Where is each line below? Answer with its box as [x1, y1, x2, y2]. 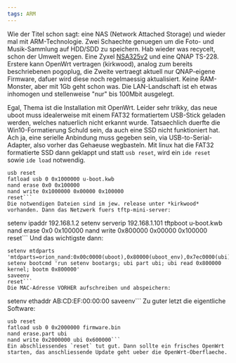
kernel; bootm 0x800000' [7, 266, 80, 273]
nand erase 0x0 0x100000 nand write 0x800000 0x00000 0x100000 [7, 226, 208, 235]
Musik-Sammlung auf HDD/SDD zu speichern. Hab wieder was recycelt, [7, 44, 216, 53]
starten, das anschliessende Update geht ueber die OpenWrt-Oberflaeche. [7, 348, 228, 356]
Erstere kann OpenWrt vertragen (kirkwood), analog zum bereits [7, 59, 193, 68]
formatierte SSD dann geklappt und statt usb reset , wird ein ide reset [7, 148, 211, 156]
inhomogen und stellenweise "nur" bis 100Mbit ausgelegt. [7, 90, 175, 98]
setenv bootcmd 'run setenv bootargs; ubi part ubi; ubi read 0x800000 [7, 259, 221, 266]
